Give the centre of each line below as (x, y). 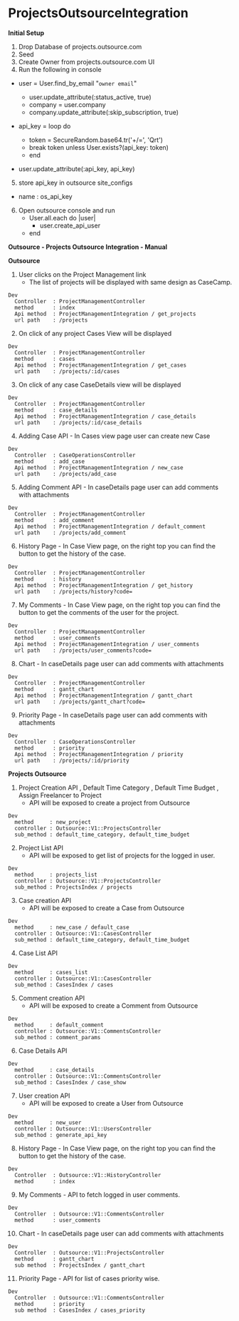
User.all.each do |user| (62, 218)
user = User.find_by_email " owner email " (78, 83)
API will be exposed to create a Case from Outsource (107, 908)
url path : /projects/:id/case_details (78, 422)
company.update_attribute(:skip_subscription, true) (104, 112)
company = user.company (67, 104)
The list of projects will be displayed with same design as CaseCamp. (131, 282)
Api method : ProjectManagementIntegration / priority (99, 754)
